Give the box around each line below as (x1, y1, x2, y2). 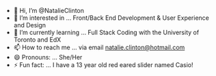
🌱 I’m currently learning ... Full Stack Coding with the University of (13, 28, 200, 36)
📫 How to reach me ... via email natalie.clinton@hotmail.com (13, 43, 185, 51)
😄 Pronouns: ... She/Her (13, 53, 83, 61)
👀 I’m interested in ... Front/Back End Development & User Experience (13, 14, 210, 22)
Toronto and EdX (13, 36, 62, 44)
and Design (13, 21, 46, 29)
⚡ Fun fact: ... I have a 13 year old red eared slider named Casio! (13, 61, 193, 68)
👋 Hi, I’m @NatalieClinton (13, 7, 84, 14)
